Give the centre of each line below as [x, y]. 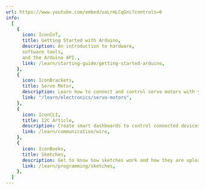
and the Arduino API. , [51, 58]
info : [13, 18]
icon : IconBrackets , [48, 80]
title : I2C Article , [48, 120]
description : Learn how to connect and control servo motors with [108, 92]
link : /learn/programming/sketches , [69, 166]
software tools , [43, 52]
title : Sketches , [44, 154]
